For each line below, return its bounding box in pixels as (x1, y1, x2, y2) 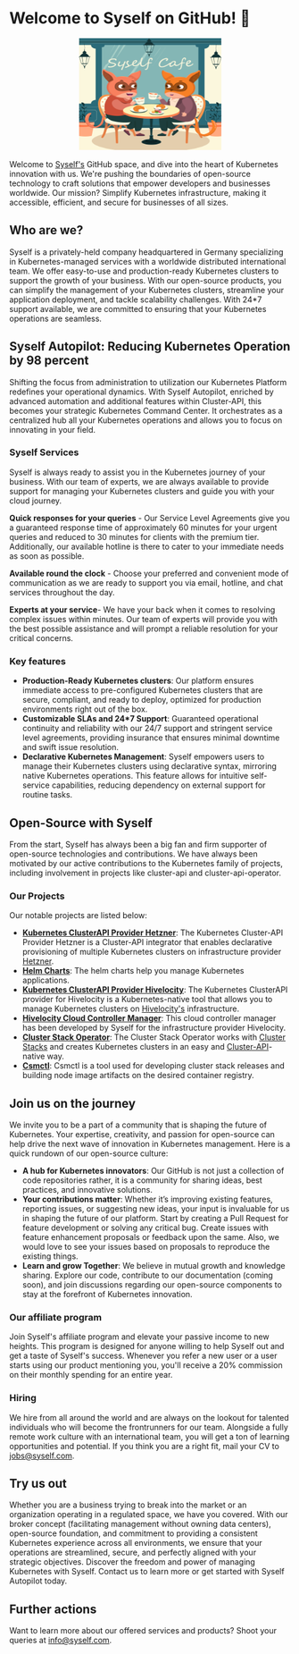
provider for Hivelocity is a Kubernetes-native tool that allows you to (21, 994, 273, 1005)
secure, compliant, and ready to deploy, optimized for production (21, 695, 262, 705)
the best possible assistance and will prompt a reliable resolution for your (9, 623, 278, 634)
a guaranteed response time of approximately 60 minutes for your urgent (9, 522, 278, 533)
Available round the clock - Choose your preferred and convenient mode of (9, 568, 289, 578)
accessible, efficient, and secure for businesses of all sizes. (9, 197, 229, 207)
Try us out (9, 1476, 67, 1491)
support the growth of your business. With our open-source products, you (9, 274, 282, 285)
